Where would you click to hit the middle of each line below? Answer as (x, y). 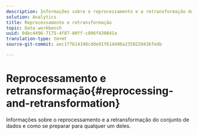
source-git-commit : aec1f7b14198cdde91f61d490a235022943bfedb (84, 45)
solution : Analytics (32, 17)
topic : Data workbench (34, 28)
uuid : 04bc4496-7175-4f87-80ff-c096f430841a (62, 33)
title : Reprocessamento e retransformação (59, 22)
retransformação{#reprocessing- (90, 91)
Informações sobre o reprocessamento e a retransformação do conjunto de (98, 119)
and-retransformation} (63, 104)
